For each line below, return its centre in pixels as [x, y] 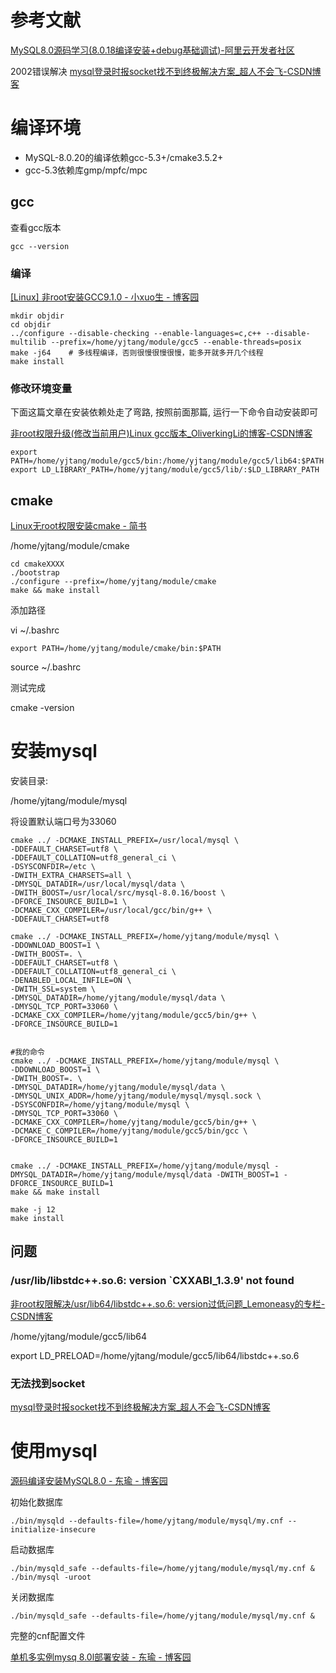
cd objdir [31, 324]
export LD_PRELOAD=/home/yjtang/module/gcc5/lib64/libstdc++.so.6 [155, 1355]
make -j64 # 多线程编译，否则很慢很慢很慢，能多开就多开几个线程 [137, 352]
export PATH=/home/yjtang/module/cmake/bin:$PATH [116, 649]
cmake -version [42, 708]
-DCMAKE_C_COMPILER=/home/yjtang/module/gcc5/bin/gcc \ [129, 1131]
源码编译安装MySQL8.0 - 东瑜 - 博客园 [89, 1480]
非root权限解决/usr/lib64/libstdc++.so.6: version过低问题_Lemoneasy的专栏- [168, 1303]
